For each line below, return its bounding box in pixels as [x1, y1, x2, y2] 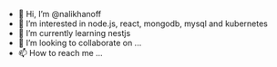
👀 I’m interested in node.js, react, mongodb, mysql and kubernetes [17, 18, 269, 29]
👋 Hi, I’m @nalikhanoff [17, 9, 102, 19]
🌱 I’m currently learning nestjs [17, 28, 131, 38]
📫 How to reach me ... [17, 48, 103, 58]
